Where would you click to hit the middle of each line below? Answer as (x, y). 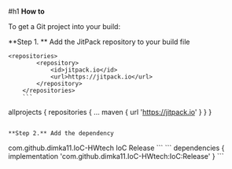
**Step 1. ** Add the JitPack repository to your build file (99, 42)
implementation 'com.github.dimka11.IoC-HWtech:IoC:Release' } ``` (116, 156)
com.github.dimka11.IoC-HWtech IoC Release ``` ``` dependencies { (116, 148)
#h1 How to (26, 11)
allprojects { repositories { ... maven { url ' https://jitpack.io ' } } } (110, 112)
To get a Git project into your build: (64, 26)
